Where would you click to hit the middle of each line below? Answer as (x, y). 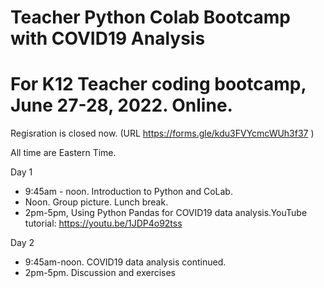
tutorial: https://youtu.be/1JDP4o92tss (103, 223)
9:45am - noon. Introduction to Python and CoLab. (128, 192)
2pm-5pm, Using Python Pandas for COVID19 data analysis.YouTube (166, 213)
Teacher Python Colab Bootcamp (150, 17)
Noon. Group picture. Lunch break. (96, 202)
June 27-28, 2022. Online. (121, 105)
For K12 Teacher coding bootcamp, (158, 84)
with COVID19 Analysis (108, 38)
